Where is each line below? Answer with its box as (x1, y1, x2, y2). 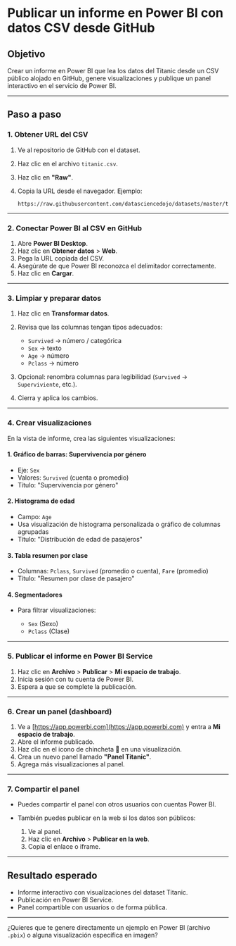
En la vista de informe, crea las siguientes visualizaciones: (7, 434, 176, 442)
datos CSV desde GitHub (7, 20, 155, 36)
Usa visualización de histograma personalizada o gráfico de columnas (17, 520, 221, 528)
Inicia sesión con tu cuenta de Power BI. (17, 675, 134, 683)
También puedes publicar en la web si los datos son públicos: (17, 814, 196, 822)
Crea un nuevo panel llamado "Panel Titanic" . (17, 752, 152, 761)
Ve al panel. (27, 828, 63, 836)
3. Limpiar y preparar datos (7, 293, 102, 303)
